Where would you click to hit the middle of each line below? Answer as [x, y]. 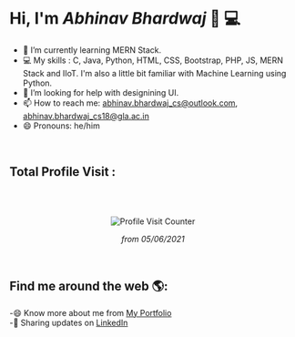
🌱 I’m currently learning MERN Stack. [92, 50]
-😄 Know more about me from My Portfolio [91, 312]
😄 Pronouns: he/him [61, 126]
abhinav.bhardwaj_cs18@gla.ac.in [86, 116]
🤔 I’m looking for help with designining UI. [101, 92]
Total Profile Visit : [63, 172]
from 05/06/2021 [153, 239]
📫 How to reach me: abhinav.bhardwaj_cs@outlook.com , [130, 103]
